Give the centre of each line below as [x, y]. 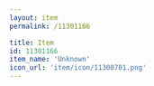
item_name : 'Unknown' [50, 60]
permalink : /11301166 [50, 26]
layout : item [34, 18]
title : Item [32, 43]
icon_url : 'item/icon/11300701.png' [78, 68]
